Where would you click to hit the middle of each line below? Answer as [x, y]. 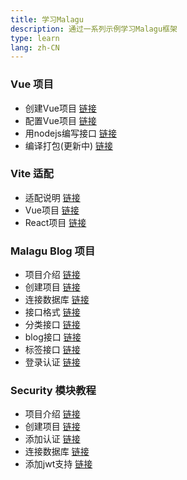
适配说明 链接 [52, 197]
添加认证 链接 [52, 439]
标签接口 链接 [52, 350]
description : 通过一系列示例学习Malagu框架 [94, 29]
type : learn [35, 38]
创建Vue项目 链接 [60, 108]
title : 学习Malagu [47, 19]
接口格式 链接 [52, 312]
